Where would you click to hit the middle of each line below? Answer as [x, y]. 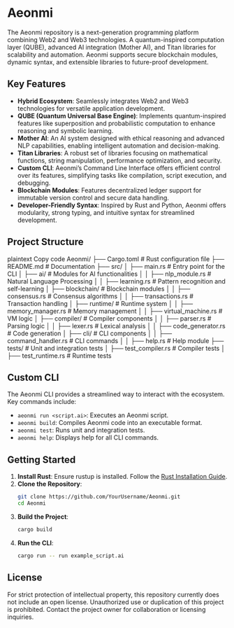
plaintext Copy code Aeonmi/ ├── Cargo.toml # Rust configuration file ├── [116, 259]
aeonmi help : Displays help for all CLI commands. [88, 438]
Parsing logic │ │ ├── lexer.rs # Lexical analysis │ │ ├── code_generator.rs [116, 326]
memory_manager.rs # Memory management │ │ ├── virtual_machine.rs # [115, 311]
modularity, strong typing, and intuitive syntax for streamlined [106, 212]
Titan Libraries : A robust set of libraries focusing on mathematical [112, 153]
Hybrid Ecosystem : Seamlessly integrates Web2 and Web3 [103, 101]
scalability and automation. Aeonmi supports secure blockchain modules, [112, 55]
